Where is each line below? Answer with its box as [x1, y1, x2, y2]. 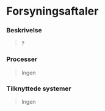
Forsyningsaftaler [6, 4, 99, 18]
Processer [6, 55, 38, 63]
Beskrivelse [6, 26, 42, 35]
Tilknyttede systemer [6, 84, 71, 93]
